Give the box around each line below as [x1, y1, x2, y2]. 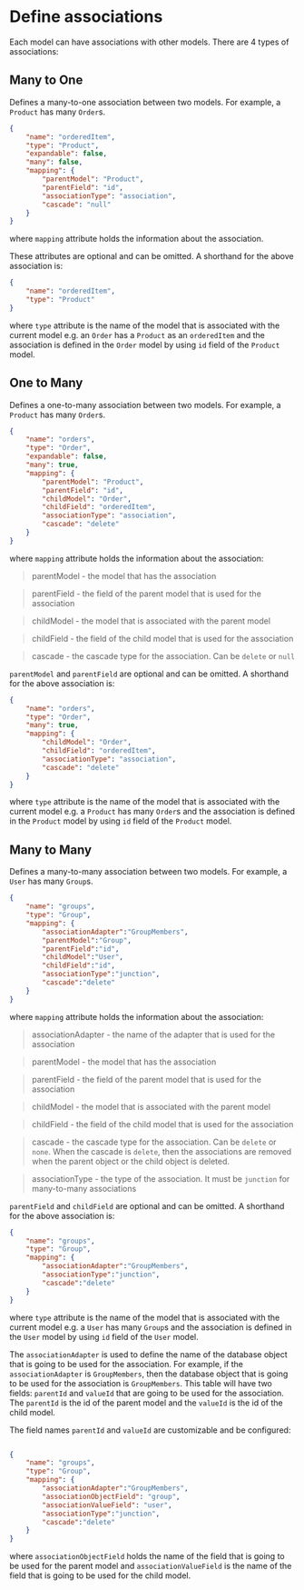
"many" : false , [25, 157, 83, 167]
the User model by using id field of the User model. [9, 1331, 200, 1342]
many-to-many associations [31, 1183, 137, 1194]
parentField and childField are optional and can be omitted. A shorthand [9, 1200, 285, 1211]
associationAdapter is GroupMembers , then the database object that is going [9, 1368, 289, 1379]
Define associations [9, 6, 163, 27]
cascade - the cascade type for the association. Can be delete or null [31, 650, 295, 661]
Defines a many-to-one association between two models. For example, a [9, 96, 281, 107]
